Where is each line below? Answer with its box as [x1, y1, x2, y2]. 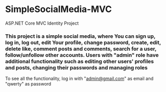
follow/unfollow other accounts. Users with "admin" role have [5, 51, 159, 58]
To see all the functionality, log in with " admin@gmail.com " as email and [5, 75, 154, 81]
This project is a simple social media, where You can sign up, [5, 33, 156, 40]
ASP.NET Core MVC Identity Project [5, 20, 79, 26]
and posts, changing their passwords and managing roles [5, 64, 148, 71]
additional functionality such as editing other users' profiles [5, 58, 154, 65]
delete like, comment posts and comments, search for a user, [5, 45, 156, 52]
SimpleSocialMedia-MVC [5, 4, 112, 15]
